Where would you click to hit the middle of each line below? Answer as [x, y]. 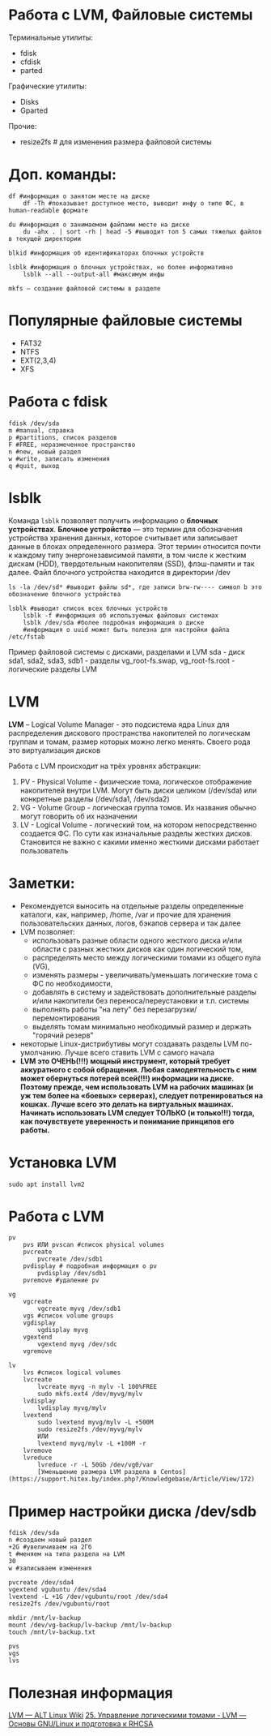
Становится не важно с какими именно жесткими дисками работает [140, 842]
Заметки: [42, 883]
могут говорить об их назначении [78, 816]
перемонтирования [66, 1018]
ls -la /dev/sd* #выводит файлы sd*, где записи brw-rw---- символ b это [135, 587]
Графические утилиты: [48, 86]
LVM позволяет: [47, 931]
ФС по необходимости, [72, 983]
